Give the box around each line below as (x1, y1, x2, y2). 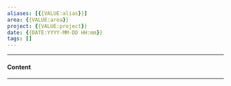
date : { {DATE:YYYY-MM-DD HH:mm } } (7, 29, 103, 36)
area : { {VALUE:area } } (7, 16, 69, 23)
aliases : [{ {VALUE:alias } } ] (7, 10, 88, 17)
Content (7, 63, 31, 71)
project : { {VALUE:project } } (7, 23, 88, 29)
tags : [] (7, 35, 32, 42)
